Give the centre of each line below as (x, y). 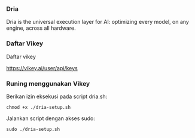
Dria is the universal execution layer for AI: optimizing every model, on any (98, 22)
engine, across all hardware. (41, 28)
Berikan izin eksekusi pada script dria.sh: (57, 96)
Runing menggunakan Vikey (48, 83)
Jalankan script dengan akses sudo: (51, 118)
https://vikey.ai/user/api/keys (42, 68)
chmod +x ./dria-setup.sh (38, 107)
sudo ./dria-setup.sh (33, 129)
